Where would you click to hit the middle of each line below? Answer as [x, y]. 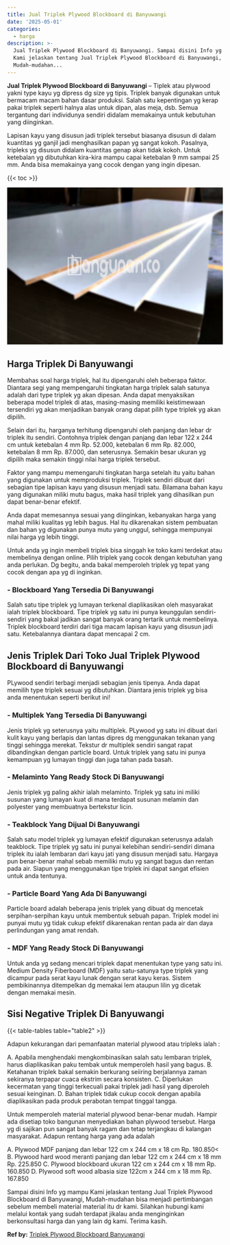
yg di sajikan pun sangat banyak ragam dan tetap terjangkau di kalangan [109, 1128]
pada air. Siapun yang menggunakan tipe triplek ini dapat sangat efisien [108, 869]
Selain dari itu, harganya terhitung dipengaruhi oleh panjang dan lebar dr [110, 430]
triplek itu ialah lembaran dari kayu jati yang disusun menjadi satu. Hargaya [113, 854]
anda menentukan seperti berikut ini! [59, 697]
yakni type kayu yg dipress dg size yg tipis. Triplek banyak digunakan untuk [114, 93]
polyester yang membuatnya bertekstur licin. [70, 806]
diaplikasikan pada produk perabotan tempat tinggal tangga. [92, 1101]
